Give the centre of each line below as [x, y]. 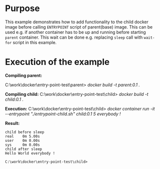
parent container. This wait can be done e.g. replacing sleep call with [74, 37]
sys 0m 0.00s [23, 145]
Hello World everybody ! [30, 153]
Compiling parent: [24, 75]
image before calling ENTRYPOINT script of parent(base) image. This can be [79, 27]
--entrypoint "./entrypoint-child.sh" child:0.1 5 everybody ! [63, 114]
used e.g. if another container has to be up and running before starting [76, 32]
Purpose [23, 8]
